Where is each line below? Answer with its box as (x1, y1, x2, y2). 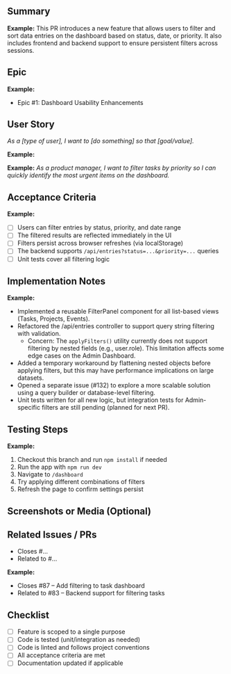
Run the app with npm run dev (17, 463, 102, 472)
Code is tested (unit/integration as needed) (17, 636, 141, 644)
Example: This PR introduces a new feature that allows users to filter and (7, 24, 216, 32)
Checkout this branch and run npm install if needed (17, 456, 168, 464)
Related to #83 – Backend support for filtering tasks (17, 589, 165, 597)
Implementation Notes (7, 275, 106, 287)
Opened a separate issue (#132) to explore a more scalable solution (17, 381, 211, 390)
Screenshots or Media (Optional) (7, 505, 151, 517)
